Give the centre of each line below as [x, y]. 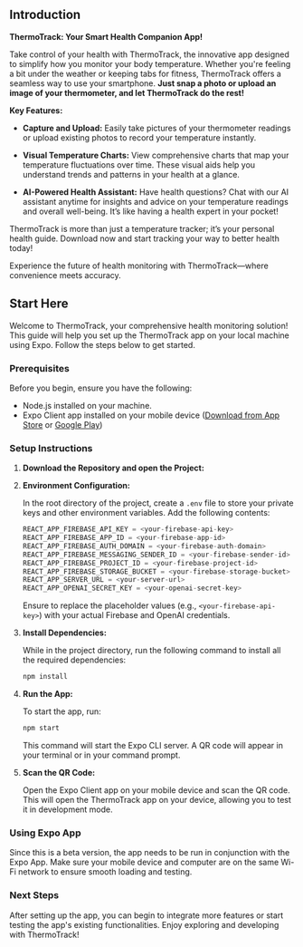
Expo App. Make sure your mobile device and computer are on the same [144, 862]
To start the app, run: [62, 711]
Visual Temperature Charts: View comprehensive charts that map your [156, 155]
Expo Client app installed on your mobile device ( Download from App [151, 415]
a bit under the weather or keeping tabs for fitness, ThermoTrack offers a [146, 73]
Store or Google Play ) [62, 424]
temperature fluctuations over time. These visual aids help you [139, 164]
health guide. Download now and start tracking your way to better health [145, 238]
